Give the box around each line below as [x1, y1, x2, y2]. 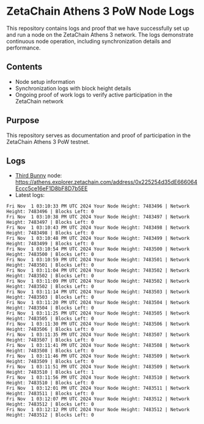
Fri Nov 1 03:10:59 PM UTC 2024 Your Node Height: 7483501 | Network [6, 257, 190, 263]
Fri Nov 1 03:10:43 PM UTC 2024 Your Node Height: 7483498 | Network [6, 225, 190, 231]
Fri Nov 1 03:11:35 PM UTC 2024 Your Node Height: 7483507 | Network [6, 332, 190, 338]
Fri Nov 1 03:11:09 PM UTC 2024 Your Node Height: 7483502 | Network [6, 278, 190, 285]
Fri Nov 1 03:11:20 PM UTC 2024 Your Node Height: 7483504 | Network [6, 300, 190, 306]
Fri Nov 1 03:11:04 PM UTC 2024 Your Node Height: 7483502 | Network [6, 267, 190, 273]
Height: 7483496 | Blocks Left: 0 [6, 209, 95, 215]
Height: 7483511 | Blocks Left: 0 [6, 390, 95, 397]
